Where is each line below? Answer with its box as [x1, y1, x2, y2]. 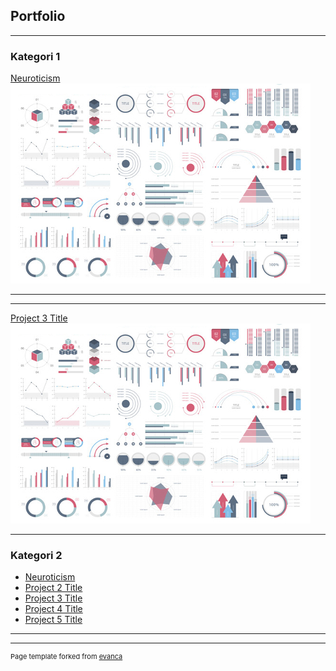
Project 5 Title [24, 614, 83, 626]
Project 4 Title [24, 603, 83, 615]
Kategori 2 [10, 549, 63, 563]
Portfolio [10, 8, 66, 25]
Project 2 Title [24, 582, 83, 594]
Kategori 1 [10, 49, 61, 63]
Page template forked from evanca [10, 652, 123, 662]
